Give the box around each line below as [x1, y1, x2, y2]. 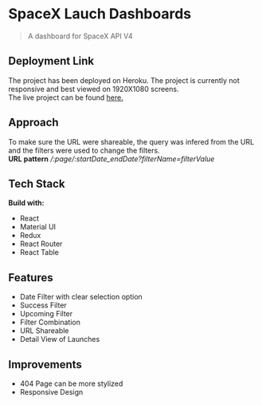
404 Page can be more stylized [19, 379, 123, 388]
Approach [8, 116, 59, 129]
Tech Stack [8, 177, 65, 190]
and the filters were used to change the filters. [8, 145, 161, 155]
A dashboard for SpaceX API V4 [27, 31, 133, 41]
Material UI [19, 222, 57, 232]
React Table [19, 248, 60, 257]
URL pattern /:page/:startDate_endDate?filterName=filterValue [8, 153, 215, 164]
